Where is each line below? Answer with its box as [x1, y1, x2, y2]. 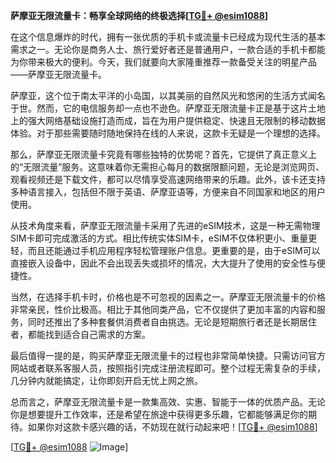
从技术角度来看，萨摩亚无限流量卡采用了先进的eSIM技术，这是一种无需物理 [10, 220, 321, 231]
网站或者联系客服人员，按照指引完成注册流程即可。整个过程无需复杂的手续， [10, 362, 326, 374]
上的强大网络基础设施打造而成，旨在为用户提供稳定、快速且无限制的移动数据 [10, 115, 326, 126]
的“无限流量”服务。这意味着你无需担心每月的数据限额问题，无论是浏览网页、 [10, 161, 325, 173]
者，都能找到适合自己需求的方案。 [10, 329, 151, 340]
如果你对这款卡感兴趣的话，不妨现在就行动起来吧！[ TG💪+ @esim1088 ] [27, 421, 318, 433]
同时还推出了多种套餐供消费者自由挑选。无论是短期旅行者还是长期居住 [27, 316, 317, 328]
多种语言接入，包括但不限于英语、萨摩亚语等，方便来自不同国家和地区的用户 [10, 186, 326, 198]
